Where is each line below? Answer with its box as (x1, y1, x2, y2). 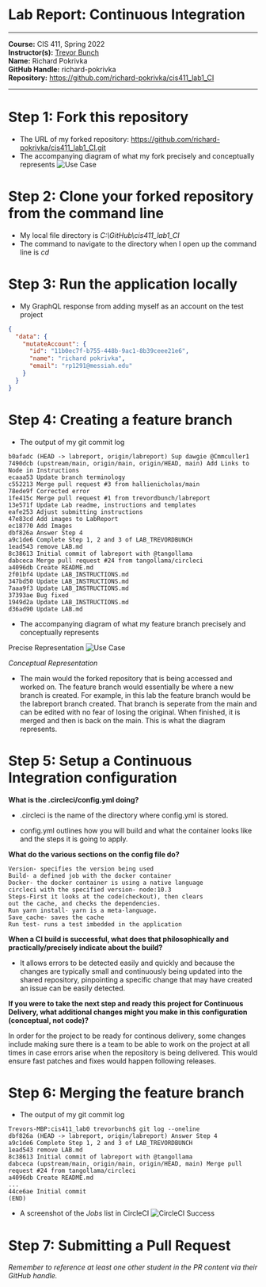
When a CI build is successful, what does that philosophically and (8, 934, 230, 944)
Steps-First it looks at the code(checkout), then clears (8, 892, 203, 901)
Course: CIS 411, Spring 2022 (8, 39, 105, 48)
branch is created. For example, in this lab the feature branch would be (19, 690, 251, 699)
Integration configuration (8, 768, 177, 787)
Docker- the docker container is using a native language (8, 879, 203, 887)
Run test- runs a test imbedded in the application (8, 920, 182, 929)
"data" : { (15, 332, 47, 340)
